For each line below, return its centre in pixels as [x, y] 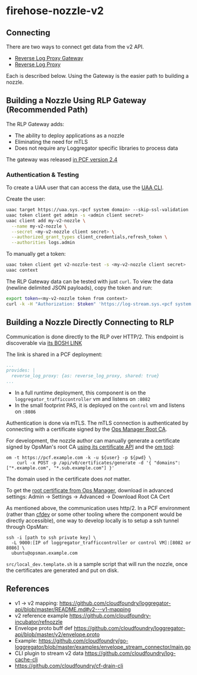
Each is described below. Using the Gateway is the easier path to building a [97, 76]
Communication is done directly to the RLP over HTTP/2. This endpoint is [95, 337]
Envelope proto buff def [43, 628]
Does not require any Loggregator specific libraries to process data [96, 148]
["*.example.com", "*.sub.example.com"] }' [60, 468]
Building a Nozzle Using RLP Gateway [76, 101]
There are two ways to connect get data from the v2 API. [75, 47]
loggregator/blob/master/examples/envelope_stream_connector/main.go [103, 647]
